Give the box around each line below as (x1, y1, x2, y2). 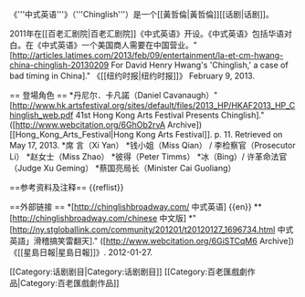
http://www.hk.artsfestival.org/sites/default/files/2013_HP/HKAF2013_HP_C (12, 100, 296, 110)
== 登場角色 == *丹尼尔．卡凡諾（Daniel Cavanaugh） (9, 90, 215, 100)
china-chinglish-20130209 (9, 59, 110, 70)
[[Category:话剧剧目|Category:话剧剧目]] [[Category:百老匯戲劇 (9, 266, 248, 277)
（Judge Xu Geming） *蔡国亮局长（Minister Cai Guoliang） (9, 163, 237, 173)
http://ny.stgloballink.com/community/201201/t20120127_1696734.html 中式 (12, 224, 294, 235)
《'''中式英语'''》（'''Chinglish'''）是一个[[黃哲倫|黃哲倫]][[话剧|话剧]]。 (9, 9, 274, 19)
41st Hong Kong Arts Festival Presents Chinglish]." (75, 109, 265, 120)
